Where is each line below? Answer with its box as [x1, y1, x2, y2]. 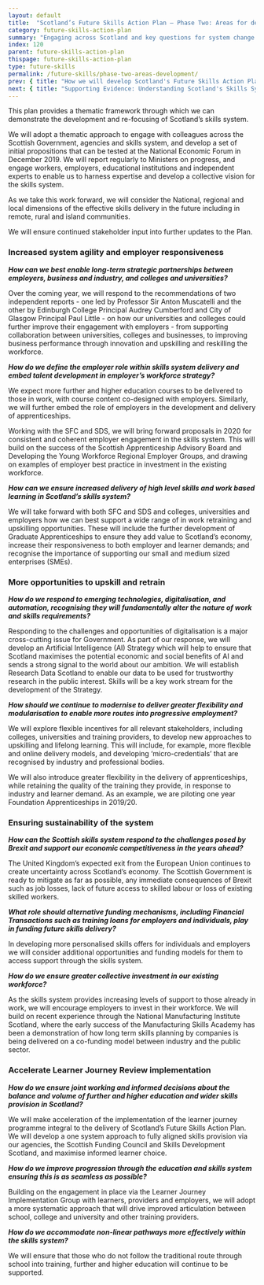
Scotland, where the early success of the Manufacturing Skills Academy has [8, 1020, 255, 1029]
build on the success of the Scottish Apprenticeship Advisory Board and [8, 442, 242, 452]
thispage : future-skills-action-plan [8, 56, 132, 64]
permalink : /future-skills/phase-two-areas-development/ [8, 70, 199, 78]
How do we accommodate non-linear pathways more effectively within [8, 1227, 246, 1236]
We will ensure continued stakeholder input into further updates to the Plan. [8, 227, 253, 237]
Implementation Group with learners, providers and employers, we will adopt [8, 1195, 256, 1205]
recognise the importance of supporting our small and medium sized [8, 548, 230, 558]
